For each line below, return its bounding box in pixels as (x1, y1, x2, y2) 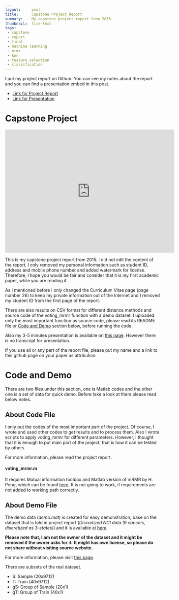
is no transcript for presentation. (5, 338, 70, 344)
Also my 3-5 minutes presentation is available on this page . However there (5, 333, 156, 338)
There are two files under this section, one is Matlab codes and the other (5, 386, 152, 392)
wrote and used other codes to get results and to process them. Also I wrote (5, 429, 160, 435)
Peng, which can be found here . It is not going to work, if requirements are (5, 482, 156, 488)
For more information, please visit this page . (5, 554, 94, 560)
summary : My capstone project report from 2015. (5, 16, 113, 21)
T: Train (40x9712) (12, 578, 50, 584)
